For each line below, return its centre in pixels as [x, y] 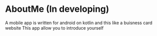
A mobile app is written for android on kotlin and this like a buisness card [79, 23]
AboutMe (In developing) [57, 9]
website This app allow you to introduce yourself [54, 28]
